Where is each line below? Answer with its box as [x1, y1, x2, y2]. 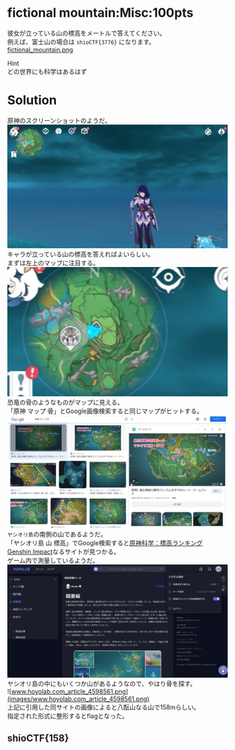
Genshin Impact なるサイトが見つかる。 [7, 547, 120, 556]
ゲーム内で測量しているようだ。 [7, 556, 99, 565]
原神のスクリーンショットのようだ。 [7, 116, 111, 124]
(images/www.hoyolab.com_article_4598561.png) [7, 694, 150, 703]
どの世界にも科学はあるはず [7, 67, 87, 75]
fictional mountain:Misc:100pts [7, 5, 194, 21]
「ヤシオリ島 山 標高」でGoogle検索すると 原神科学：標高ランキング [7, 539, 203, 547]
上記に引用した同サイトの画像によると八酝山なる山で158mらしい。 [7, 702, 201, 711]
